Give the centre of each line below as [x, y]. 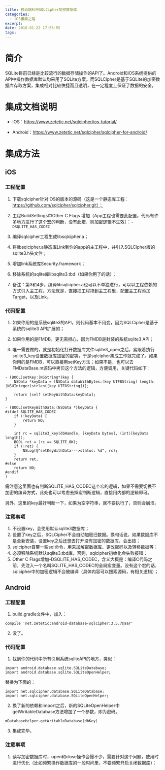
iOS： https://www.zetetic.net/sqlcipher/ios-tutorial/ [65, 122]
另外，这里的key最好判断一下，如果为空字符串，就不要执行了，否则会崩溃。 [82, 503]
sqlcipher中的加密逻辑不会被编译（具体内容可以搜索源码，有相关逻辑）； [85, 571]
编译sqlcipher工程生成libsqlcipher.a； [50, 236]
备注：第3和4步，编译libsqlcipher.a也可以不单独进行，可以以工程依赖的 [84, 284]
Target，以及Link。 [32, 297]
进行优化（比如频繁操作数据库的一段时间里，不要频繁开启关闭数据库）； [84, 763]
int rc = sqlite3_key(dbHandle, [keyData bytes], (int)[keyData [81, 434]
